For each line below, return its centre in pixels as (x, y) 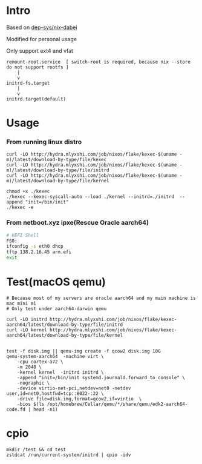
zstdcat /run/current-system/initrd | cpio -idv (69, 455)
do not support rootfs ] (37, 67)
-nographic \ (34, 383)
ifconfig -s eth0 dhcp (35, 247)
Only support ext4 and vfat (40, 51)
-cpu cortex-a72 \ (40, 362)
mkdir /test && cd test (36, 449)
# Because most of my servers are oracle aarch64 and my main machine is (101, 298)
